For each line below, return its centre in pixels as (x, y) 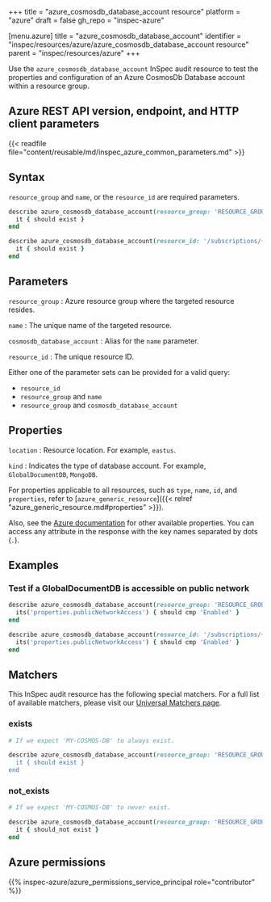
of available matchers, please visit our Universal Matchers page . (115, 703)
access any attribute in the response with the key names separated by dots (133, 531)
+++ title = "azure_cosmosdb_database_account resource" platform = (124, 12)
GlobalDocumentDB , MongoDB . (53, 474)
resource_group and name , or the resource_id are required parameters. (124, 196)
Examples (33, 565)
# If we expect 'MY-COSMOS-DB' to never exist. (90, 807)
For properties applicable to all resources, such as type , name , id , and (123, 490)
